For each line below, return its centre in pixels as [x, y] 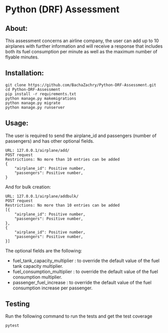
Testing [18, 304]
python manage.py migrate [33, 103]
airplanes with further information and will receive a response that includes [84, 46]
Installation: [25, 73]
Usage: [17, 123]
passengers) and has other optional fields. [50, 141]
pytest [12, 326]
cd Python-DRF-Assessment [33, 89]
